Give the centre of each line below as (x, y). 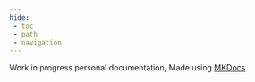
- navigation (38, 42)
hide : (19, 17)
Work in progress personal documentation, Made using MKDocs (127, 68)
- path (25, 34)
